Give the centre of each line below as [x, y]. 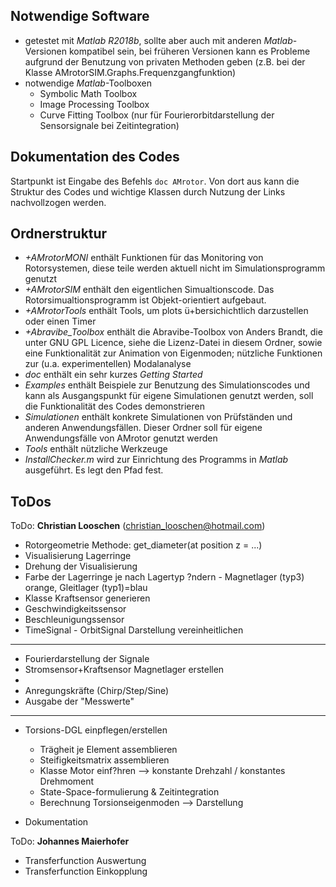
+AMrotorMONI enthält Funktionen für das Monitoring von [144, 258]
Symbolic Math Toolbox [88, 93]
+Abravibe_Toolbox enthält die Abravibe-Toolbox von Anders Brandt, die [173, 332]
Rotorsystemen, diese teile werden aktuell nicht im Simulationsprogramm [175, 268]
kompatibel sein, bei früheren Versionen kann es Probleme [189, 51]
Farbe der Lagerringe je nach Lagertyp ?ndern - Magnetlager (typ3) [164, 577]
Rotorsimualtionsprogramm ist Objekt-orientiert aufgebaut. [145, 300]
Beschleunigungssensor [74, 620]
